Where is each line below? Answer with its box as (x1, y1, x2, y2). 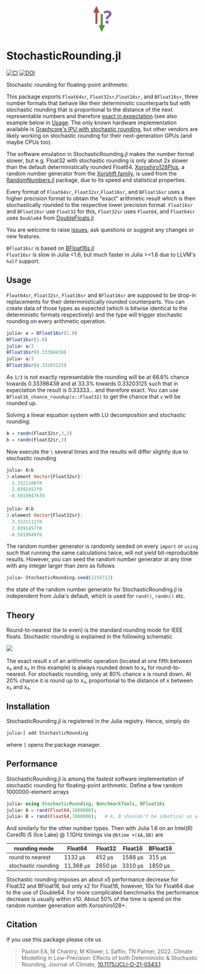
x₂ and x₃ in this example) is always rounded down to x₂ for (6, 664, 155, 672)
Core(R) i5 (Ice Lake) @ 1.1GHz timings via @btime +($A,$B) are (6, 831, 164, 839)
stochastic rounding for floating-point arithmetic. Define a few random (6, 781, 183, 789)
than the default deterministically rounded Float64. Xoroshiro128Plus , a (6, 163, 185, 171)
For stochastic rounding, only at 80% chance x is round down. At (28, 670, 192, 678)
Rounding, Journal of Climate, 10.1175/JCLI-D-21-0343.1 (21, 961, 161, 968)
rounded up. (6, 400, 38, 407)
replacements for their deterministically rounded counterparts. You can (6, 298, 185, 305)
